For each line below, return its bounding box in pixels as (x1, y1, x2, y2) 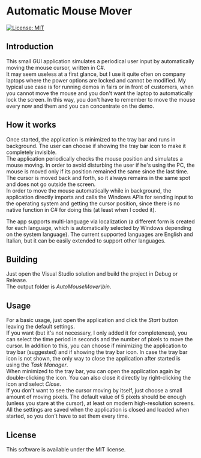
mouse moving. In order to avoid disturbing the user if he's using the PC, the (6, 161, 195, 169)
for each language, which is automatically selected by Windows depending (6, 224, 192, 231)
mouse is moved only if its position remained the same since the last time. (6, 167, 189, 175)
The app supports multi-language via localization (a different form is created (6, 218, 195, 225)
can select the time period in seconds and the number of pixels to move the (6, 336, 193, 343)
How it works (6, 120, 56, 130)
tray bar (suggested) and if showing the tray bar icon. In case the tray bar (6, 348, 188, 356)
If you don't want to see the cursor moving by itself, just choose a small (6, 387, 182, 394)
